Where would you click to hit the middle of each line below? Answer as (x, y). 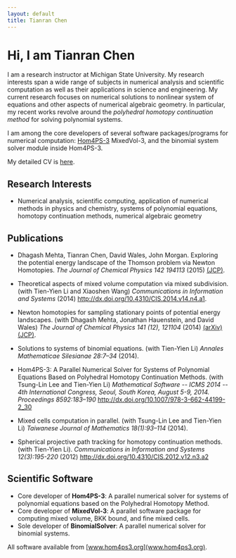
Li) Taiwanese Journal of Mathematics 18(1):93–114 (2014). (103, 428)
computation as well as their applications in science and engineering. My (113, 89)
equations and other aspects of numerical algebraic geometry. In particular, (117, 105)
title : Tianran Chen (38, 20)
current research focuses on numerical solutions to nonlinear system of (111, 97)
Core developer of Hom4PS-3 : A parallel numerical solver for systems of (123, 496)
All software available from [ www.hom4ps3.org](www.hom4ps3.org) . (107, 547)
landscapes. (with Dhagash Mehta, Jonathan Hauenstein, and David (116, 320)
